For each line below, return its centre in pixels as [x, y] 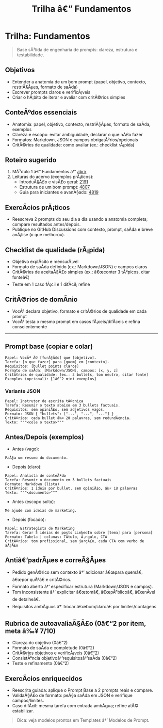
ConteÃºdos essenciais [41, 113]
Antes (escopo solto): [33, 502]
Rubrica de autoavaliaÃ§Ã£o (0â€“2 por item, [76, 623]
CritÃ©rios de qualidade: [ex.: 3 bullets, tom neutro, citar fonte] [77, 374]
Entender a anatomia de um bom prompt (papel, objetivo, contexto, [79, 81]
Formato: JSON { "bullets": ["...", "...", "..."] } [59, 414]
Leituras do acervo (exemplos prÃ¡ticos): [53, 177]
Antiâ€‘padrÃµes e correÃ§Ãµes [55, 560]
